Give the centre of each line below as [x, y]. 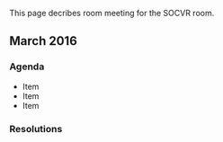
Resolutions [36, 129]
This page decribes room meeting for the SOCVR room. [112, 13]
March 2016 [44, 41]
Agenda [27, 67]
